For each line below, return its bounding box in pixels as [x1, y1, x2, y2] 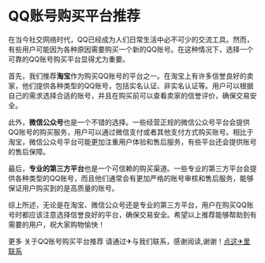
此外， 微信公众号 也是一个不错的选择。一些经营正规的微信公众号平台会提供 [8, 117, 250, 127]
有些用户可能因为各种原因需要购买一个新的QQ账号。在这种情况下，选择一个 [8, 44, 254, 54]
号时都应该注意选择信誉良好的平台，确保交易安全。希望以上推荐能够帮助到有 [8, 209, 257, 219]
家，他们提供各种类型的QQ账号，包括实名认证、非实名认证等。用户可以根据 [8, 80, 254, 91]
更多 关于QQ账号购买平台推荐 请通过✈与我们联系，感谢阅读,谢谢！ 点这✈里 [8, 236, 251, 246]
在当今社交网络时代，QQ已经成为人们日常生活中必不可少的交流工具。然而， [8, 35, 254, 44]
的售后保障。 [8, 146, 50, 156]
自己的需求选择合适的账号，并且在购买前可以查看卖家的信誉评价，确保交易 [8, 91, 250, 100]
